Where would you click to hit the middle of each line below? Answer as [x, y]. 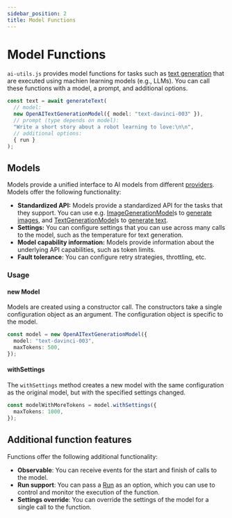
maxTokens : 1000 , [39, 411]
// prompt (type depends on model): [66, 121]
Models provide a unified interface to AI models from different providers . [111, 185]
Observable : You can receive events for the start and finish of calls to [117, 470]
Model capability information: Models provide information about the [116, 242]
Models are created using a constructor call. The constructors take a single [115, 307]
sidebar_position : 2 [37, 14]
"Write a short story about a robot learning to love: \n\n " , [104, 127]
